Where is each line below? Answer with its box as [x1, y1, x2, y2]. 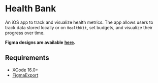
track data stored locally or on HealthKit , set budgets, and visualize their [5, 24, 153, 30]
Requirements [5, 54, 49, 62]
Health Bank [5, 3, 56, 14]
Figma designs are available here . [5, 39, 76, 45]
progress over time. [5, 30, 45, 36]
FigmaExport [12, 72, 38, 78]
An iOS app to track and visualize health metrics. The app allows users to [5, 19, 154, 25]
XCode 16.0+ [12, 67, 38, 73]
